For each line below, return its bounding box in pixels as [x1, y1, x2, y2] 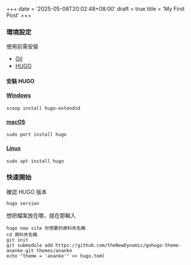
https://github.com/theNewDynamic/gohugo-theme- [55, 242, 182, 249]
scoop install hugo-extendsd [6, 105, 81, 111]
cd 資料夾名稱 [6, 231, 38, 238]
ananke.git [6, 247, 34, 253]
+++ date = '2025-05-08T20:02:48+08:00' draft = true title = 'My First [6, 5, 185, 12]
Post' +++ [6, 12, 32, 19]
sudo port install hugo [6, 132, 67, 138]
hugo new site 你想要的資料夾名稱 [6, 225, 86, 231]
